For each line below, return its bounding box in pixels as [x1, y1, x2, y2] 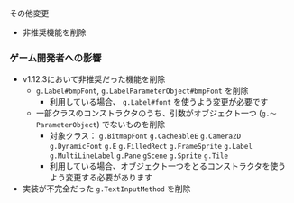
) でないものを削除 [96, 119, 166, 130]
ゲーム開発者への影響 [9, 51, 102, 64]
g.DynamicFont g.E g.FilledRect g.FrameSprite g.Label [49, 143, 253, 152]
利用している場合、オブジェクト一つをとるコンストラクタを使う [49, 161, 287, 171]
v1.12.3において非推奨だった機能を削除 [22, 74, 166, 85]
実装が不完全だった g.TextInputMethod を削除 [22, 183, 191, 194]
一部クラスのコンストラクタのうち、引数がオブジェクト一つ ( [35, 107, 262, 119]
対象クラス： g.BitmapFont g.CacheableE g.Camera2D [49, 130, 242, 142]
